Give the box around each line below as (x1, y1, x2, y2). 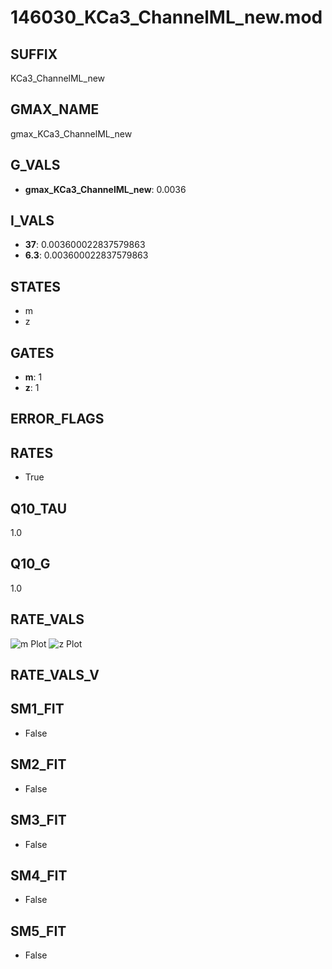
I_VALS (10, 212, 55, 230)
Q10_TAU (10, 500, 68, 517)
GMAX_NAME (10, 101, 100, 118)
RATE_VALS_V (10, 667, 100, 684)
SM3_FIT (10, 812, 67, 829)
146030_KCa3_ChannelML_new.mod (10, 6, 323, 29)
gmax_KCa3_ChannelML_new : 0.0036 (24, 183, 187, 195)
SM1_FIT (10, 701, 65, 718)
